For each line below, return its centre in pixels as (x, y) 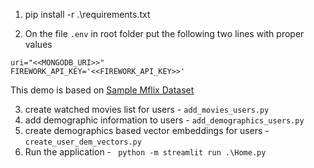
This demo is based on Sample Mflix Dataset (102, 90)
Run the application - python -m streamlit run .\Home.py (145, 152)
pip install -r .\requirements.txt (87, 14)
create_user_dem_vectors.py (83, 142)
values (38, 44)
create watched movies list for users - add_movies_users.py (147, 109)
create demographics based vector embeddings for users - (147, 130)
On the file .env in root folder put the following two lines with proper (164, 33)
